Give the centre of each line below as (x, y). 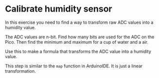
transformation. (20, 71)
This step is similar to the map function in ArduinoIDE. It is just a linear (74, 66)
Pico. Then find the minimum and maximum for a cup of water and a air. (77, 42)
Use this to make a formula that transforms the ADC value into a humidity (78, 51)
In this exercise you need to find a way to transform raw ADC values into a (79, 22)
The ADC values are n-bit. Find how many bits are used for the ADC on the (80, 37)
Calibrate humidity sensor (59, 9)
